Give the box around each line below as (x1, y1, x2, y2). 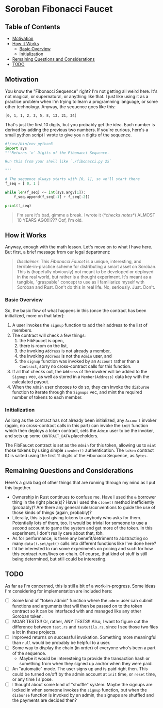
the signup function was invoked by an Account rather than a (19, 358, 140, 364)
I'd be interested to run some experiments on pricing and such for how (12, 545, 153, 551)
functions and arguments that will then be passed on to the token (12, 603, 143, 609)
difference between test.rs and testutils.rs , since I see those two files (12, 624, 158, 629)
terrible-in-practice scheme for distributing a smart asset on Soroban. (16, 263, 157, 270)
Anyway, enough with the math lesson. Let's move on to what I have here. (5, 244, 153, 250)
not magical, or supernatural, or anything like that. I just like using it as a (5, 93, 149, 99)
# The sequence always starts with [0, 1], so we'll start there (5, 177, 140, 181)
